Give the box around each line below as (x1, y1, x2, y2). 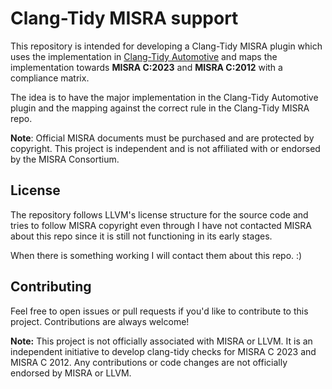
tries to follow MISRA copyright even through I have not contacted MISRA (10, 219, 312, 231)
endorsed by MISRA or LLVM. (10, 367, 132, 379)
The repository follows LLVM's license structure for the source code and (10, 208, 309, 221)
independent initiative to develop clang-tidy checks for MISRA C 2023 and (10, 345, 317, 357)
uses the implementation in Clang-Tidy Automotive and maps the (10, 50, 278, 62)
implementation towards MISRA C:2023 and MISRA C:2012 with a (10, 61, 283, 73)
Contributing (10, 278, 92, 296)
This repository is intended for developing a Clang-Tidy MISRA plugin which (10, 40, 323, 52)
